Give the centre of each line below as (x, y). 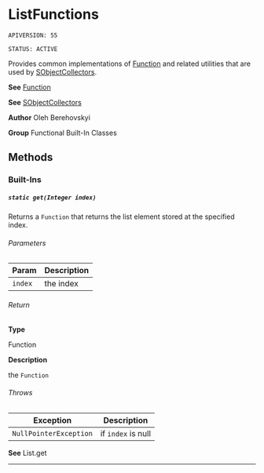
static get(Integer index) (52, 198)
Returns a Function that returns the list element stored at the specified (121, 216)
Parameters (27, 243)
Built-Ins (25, 180)
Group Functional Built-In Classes (63, 133)
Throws (20, 393)
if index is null (126, 433)
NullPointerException (52, 433)
